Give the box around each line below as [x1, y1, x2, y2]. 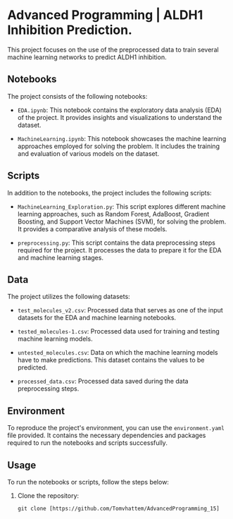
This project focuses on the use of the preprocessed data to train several [7, 45, 220, 54]
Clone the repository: [17, 491, 80, 500]
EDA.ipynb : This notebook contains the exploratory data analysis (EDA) [17, 106, 222, 114]
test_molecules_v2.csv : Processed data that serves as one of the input [17, 306, 223, 315]
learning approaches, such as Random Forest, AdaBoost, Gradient [17, 209, 210, 218]
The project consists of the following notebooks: [7, 92, 148, 100]
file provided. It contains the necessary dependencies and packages [7, 431, 206, 440]
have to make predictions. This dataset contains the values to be [17, 356, 206, 365]
